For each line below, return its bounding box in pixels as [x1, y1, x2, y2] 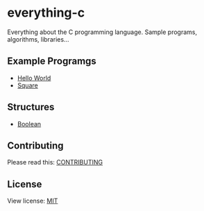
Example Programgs [7, 56, 97, 67]
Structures [7, 101, 55, 113]
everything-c [7, 5, 85, 21]
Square [17, 81, 38, 90]
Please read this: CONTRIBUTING [7, 158, 103, 167]
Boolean [17, 119, 42, 128]
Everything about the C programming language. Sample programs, [7, 28, 198, 36]
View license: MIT [7, 196, 58, 205]
